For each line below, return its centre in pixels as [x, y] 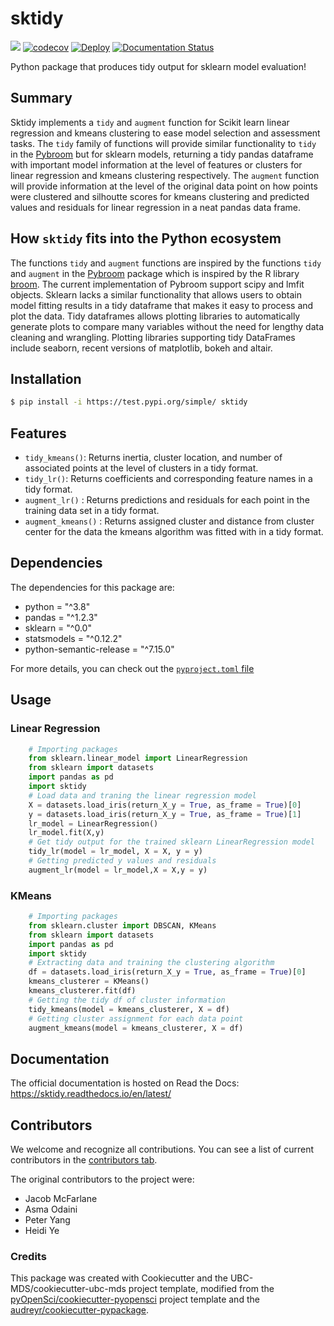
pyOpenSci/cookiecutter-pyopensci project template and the [135, 1299]
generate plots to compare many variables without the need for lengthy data [167, 326]
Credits [28, 1257]
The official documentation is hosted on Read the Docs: [125, 1083]
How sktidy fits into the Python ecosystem [146, 238]
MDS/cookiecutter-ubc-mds [68, 1289]
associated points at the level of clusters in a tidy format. [141, 468]
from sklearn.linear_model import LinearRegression [138, 758]
